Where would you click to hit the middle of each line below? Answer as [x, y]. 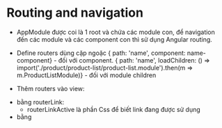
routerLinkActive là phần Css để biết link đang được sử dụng [114, 109]
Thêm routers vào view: [50, 88]
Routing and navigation [75, 13]
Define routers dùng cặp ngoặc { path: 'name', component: [101, 53]
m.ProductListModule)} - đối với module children [86, 75]
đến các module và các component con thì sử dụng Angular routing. [114, 39]
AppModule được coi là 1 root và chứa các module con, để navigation [116, 32]
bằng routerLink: [40, 102]
